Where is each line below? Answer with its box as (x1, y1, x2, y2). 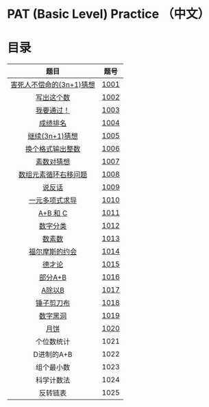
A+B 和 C (38, 208, 68, 218)
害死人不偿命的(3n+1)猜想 (10, 80, 96, 90)
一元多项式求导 (28, 196, 77, 206)
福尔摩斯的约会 (28, 247, 77, 257)
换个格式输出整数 (25, 145, 81, 154)
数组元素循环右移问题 (18, 170, 88, 180)
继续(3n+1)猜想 (27, 132, 79, 141)
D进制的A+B (33, 350, 73, 360)
